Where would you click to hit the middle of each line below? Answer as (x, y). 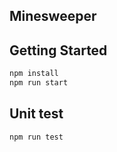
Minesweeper (53, 16)
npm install (34, 74)
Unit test (36, 114)
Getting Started (58, 50)
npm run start (39, 83)
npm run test (36, 137)
